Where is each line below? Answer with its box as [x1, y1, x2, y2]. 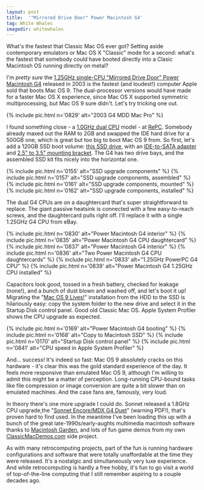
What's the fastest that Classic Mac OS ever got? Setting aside [6, 43, 163, 50]
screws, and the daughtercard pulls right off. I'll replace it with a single [6, 211, 183, 219]
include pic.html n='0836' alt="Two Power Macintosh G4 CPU [6, 249, 162, 257]
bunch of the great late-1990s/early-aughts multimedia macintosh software [6, 420, 195, 427]
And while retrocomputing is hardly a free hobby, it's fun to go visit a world [6, 464, 194, 471]
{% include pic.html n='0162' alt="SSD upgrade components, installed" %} [6, 187, 194, 194]
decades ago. [6, 477, 41, 485]
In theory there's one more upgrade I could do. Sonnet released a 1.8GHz [6, 400, 190, 408]
